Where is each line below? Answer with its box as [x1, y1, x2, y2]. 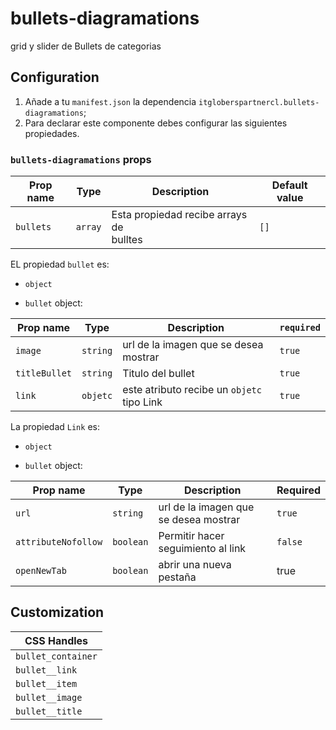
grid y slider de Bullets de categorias [10, 40, 162, 52]
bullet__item [15, 678, 78, 689]
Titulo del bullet [122, 367, 195, 381]
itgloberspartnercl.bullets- [198, 97, 320, 107]
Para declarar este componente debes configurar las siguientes [24, 117, 288, 129]
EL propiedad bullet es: [10, 258, 110, 271]
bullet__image [15, 692, 83, 703]
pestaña [158, 570, 197, 584]
